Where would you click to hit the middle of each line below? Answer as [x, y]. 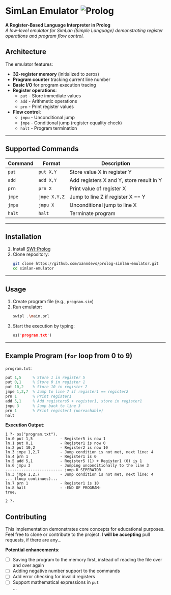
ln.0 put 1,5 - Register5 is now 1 [55, 439]
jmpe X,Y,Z [52, 197]
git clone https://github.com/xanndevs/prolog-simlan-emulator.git [85, 264]
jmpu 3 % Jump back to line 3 [43, 406]
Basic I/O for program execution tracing [54, 85]
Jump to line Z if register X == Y [108, 197]
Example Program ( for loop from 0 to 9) [69, 356]
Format [51, 163]
